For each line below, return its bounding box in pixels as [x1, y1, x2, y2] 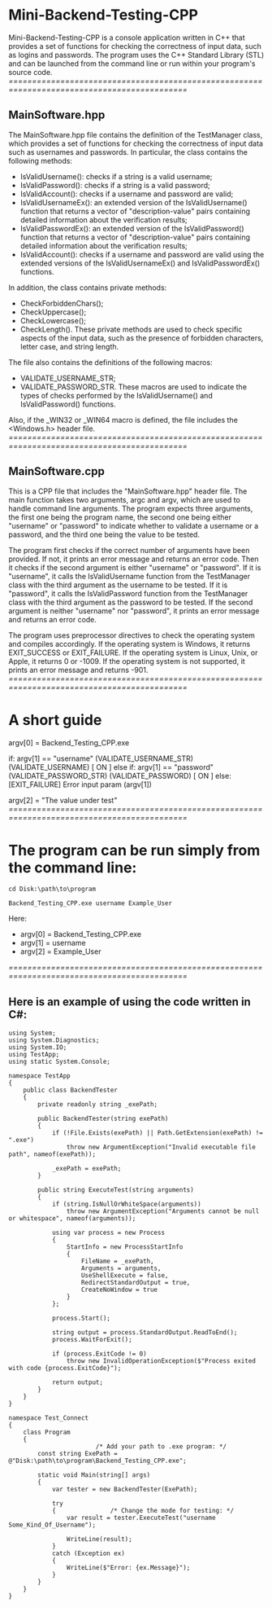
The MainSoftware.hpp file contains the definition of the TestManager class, [8, 130, 263, 139]
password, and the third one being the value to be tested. [8, 529, 201, 539]
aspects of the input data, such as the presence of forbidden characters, [19, 332, 264, 343]
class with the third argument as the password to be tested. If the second [8, 597, 253, 607]
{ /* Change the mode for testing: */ [51, 1507, 234, 1515]
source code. [8, 67, 53, 77]
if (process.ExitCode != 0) [51, 1350, 148, 1358]
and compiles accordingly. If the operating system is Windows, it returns [8, 639, 251, 648]
